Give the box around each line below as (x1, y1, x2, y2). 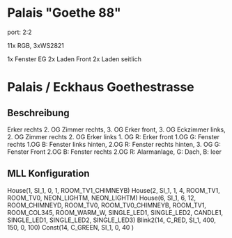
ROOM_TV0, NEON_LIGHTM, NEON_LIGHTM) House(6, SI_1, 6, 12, (7, 193, 196, 202)
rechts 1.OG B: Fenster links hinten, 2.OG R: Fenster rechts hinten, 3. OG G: (7, 140, 222, 148)
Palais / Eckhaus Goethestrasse (7, 79, 194, 95)
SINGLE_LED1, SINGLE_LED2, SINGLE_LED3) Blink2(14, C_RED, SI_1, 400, (7, 216, 216, 224)
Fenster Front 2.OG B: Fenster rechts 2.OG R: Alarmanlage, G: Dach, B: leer (7, 148, 222, 156)
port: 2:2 (7, 28, 33, 36)
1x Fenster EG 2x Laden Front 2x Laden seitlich (7, 54, 141, 63)
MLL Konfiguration (7, 168, 90, 180)
